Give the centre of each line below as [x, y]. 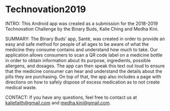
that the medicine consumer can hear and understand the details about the [84, 71]
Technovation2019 [46, 9]
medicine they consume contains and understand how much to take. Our [82, 49]
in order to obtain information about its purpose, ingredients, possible [78, 60]
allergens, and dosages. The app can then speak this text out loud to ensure [85, 66]
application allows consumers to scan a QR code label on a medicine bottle [84, 55]
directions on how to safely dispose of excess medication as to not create [83, 82]
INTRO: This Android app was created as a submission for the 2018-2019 [82, 23]
